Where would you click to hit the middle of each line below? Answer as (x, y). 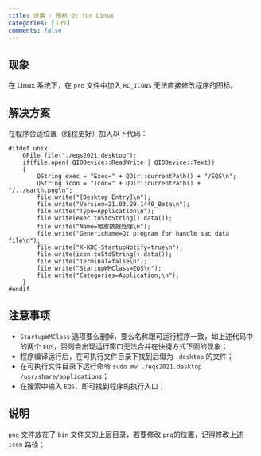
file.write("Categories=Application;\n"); (108, 275)
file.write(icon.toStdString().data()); (105, 255)
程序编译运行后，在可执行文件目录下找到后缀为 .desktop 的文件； (127, 356)
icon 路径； (27, 444)
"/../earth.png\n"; (41, 190)
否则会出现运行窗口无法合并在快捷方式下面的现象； (144, 346)
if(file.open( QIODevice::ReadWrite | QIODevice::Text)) (119, 162)
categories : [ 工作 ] (39, 23)
